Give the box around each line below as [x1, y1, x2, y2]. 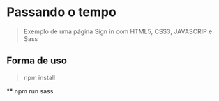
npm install [23, 73, 56, 81]
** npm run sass [6, 86, 54, 95]
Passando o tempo [6, 4, 116, 20]
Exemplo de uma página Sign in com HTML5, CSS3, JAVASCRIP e [23, 27, 213, 36]
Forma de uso [6, 55, 68, 67]
